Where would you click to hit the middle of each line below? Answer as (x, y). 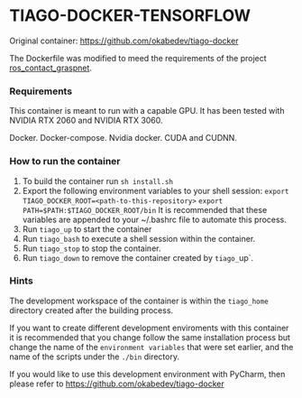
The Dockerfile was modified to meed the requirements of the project (138, 58)
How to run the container (65, 162)
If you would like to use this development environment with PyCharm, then (147, 374)
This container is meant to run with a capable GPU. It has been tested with (147, 111)
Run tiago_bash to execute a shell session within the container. (139, 238)
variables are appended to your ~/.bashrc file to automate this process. (154, 219)
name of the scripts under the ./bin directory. (95, 356)
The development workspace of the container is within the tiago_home (139, 301)
